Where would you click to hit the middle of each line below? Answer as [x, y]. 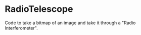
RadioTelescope [39, 9]
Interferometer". [21, 28]
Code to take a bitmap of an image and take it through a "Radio [70, 23]
